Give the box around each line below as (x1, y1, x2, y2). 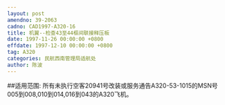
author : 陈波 (7, 61, 43, 68)
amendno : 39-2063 (7, 17, 57, 23)
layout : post (7, 10, 45, 17)
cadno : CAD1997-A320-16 (7, 23, 76, 30)
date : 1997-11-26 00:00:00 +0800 (7, 36, 104, 43)
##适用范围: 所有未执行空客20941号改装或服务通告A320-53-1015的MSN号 (7, 81, 218, 90)
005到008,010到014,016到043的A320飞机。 (7, 90, 133, 98)
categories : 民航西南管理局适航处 (7, 55, 96, 62)
